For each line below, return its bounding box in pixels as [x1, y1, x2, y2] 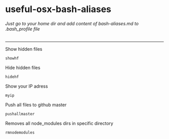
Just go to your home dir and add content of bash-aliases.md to [5, 20, 139, 26]
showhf [5, 56, 19, 61]
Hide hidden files [5, 64, 41, 71]
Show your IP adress [5, 83, 48, 89]
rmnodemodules [5, 130, 35, 135]
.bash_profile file [5, 26, 40, 32]
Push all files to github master [5, 102, 67, 108]
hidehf [5, 75, 19, 80]
